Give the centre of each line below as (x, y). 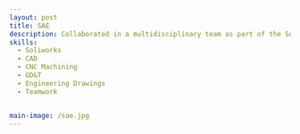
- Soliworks (40, 51)
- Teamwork (37, 91)
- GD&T (29, 75)
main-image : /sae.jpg (50, 115)
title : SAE (29, 26)
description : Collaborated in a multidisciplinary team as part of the (145, 34)
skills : (24, 42)
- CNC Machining (47, 67)
